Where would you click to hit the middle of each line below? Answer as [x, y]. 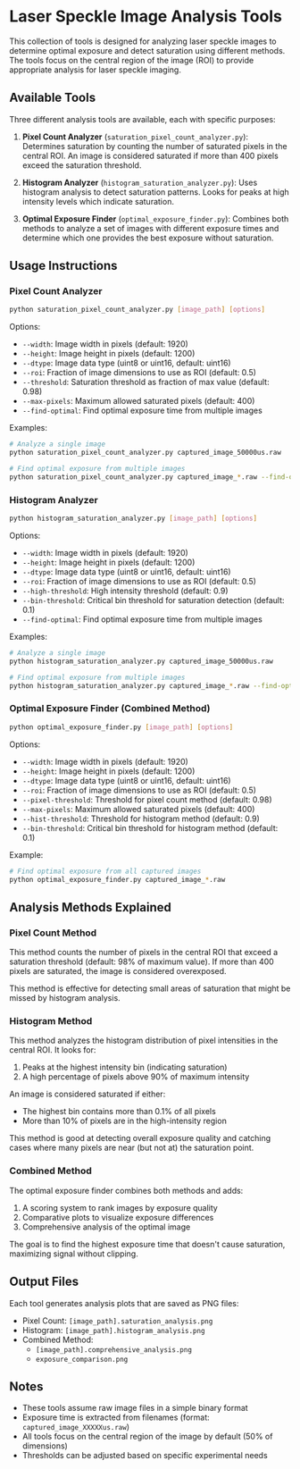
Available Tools [53, 98]
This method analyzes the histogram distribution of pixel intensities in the [144, 1041]
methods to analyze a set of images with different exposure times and [150, 228]
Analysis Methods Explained [90, 907]
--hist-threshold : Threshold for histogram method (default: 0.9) [141, 818]
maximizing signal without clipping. [74, 1254]
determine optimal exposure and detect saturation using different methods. [147, 50]
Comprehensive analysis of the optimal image [106, 1227]
